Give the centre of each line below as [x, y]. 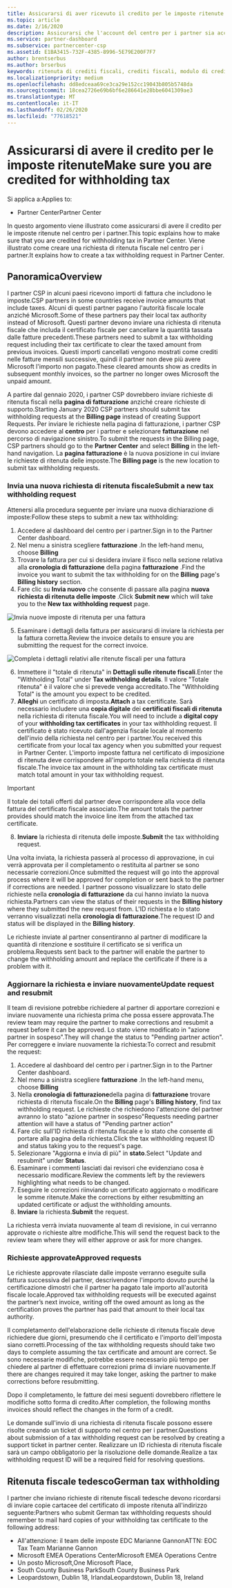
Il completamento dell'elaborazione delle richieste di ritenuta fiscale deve [111, 1330]
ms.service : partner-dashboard [52, 39]
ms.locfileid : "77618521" [44, 116]
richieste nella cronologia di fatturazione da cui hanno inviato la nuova [108, 894]
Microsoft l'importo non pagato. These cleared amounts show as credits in [112, 367]
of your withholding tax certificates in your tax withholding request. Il [117, 723]
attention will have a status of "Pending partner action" [95, 1123]
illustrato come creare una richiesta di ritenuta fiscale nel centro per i [105, 248]
